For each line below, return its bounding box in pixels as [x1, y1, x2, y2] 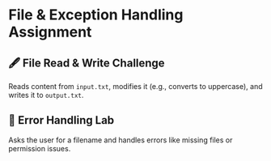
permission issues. [8, 143, 71, 153]
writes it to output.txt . [8, 91, 84, 100]
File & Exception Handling [8, 6, 184, 24]
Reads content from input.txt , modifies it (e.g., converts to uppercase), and [8, 82, 263, 91]
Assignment [8, 23, 92, 41]
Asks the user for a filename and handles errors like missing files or [8, 135, 233, 145]
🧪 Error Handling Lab [8, 113, 115, 127]
